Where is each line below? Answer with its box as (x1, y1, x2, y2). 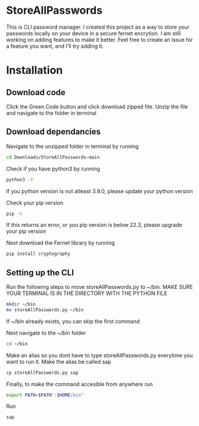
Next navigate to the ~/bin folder (6, 329, 86, 336)
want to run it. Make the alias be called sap (6, 358, 111, 365)
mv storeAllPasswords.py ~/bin (6, 306, 84, 313)
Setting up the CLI (6, 267, 74, 278)
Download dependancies (6, 127, 101, 137)
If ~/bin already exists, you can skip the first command (6, 318, 140, 325)
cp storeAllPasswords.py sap (6, 369, 79, 376)
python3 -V (6, 177, 33, 182)
